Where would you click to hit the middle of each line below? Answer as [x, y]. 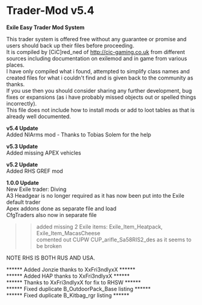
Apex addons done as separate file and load [62, 208]
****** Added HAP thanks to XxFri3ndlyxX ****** [68, 276]
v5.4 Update [22, 128]
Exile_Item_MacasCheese [68, 233]
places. [15, 65]
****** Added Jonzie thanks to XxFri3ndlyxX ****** [71, 269]
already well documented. [39, 116]
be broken [49, 246]
